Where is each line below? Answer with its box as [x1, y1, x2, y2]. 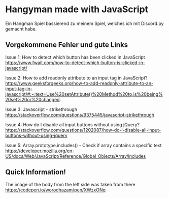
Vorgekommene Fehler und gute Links [5, 41, 128, 49]
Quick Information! [5, 168, 66, 177]
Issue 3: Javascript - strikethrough [5, 106, 78, 112]
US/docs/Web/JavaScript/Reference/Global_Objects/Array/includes [5, 153, 146, 159]
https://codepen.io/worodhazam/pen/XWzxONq [5, 187, 106, 193]
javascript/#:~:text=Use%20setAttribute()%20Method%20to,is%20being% [5, 91, 163, 97]
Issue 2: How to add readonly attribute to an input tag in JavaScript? [5, 75, 148, 81]
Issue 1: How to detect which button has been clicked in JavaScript [5, 54, 146, 60]
